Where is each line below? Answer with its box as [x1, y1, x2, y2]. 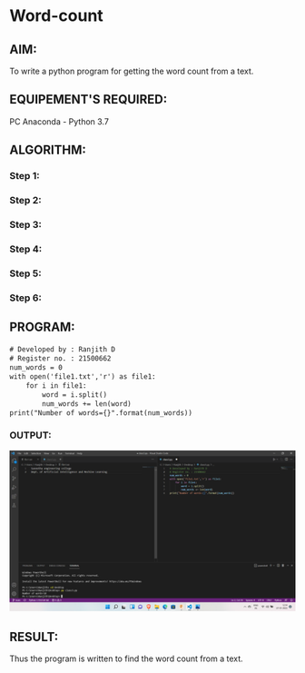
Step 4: [9, 242, 43, 255]
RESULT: [9, 628, 59, 645]
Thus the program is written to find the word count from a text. [9, 653, 243, 664]
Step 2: [9, 194, 43, 207]
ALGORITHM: [9, 143, 86, 158]
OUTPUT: [9, 429, 52, 441]
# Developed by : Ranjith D [9, 344, 116, 354]
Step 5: [9, 267, 43, 280]
